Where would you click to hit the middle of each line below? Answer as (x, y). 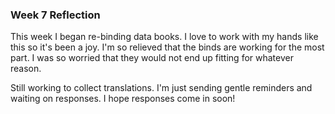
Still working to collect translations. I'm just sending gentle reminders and (161, 88)
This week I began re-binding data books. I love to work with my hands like (164, 37)
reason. (26, 69)
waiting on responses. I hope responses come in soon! (123, 99)
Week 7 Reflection (55, 15)
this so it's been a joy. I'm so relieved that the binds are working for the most (167, 47)
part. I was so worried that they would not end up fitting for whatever (152, 58)
